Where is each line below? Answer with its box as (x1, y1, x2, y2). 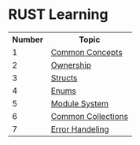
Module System (50, 98, 109, 109)
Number (12, 34, 43, 45)
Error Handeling (50, 124, 109, 135)
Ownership (50, 59, 92, 70)
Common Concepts (50, 46, 123, 58)
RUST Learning (8, 6, 109, 24)
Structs (50, 72, 78, 84)
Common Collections (50, 110, 128, 121)
